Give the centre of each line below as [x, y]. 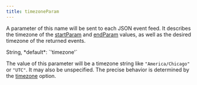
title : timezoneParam [33, 11]
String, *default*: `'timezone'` [42, 52]
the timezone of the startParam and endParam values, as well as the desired [99, 34]
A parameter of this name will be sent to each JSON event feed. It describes [98, 28]
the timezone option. [31, 76]
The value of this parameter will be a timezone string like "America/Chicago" [98, 63]
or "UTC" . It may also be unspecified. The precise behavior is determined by [98, 69]
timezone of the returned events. [46, 40]
